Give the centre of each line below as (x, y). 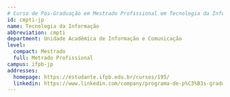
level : (16, 45)
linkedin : (27, 83)
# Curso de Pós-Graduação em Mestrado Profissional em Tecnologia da (108, 13)
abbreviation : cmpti (37, 32)
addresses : (23, 70)
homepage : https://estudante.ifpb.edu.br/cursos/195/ (91, 77)
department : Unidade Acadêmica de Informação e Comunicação (95, 39)
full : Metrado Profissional (53, 58)
